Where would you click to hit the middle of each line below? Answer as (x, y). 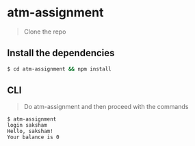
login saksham (27, 125)
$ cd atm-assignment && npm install (59, 69)
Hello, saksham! (30, 132)
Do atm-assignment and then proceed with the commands (106, 107)
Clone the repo (45, 32)
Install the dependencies (61, 53)
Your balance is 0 (33, 137)
